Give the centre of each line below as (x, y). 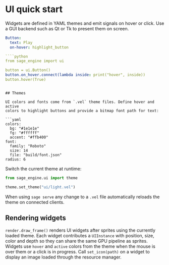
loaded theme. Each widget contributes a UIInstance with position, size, (80, 235)
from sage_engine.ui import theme (42, 178)
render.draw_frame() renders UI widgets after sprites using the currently (80, 230)
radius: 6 (16, 159)
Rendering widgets (36, 218)
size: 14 (19, 150)
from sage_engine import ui (35, 61)
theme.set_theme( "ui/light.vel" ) (40, 187)
